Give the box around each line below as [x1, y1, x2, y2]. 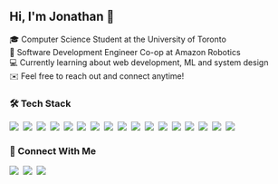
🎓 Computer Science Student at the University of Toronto [9, 34, 226, 44]
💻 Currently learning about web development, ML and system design [9, 56, 269, 68]
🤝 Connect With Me [9, 145, 97, 158]
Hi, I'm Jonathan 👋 [9, 9, 115, 24]
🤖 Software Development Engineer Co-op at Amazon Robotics [9, 46, 242, 57]
